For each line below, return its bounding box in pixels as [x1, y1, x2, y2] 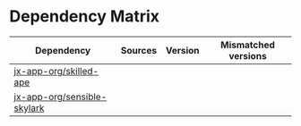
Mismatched [220, 38, 276, 51]
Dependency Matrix [9, 6, 159, 27]
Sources [120, 44, 158, 56]
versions [228, 49, 267, 62]
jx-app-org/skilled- [13, 64, 99, 77]
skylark [13, 101, 45, 113]
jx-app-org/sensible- [13, 90, 107, 103]
